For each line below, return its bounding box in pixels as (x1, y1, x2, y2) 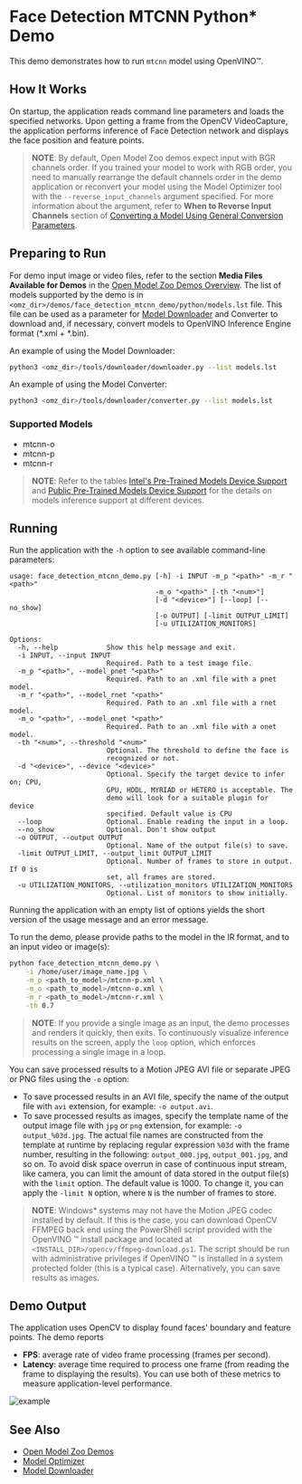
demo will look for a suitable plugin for (106, 794, 269, 803)
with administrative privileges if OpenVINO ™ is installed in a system (31, 1252, 283, 1264)
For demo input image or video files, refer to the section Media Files (9, 270, 263, 281)
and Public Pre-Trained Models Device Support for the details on (31, 484, 273, 495)
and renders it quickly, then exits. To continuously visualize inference (31, 1027, 289, 1038)
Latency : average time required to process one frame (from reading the (22, 1359, 289, 1370)
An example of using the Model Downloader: (9, 345, 175, 356)
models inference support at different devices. (31, 494, 205, 505)
